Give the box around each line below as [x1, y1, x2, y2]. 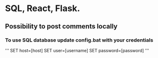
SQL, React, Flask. [5, 3, 80, 14]
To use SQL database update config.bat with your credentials [5, 37, 154, 43]
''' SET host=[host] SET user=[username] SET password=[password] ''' [5, 47, 149, 53]
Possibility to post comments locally [5, 22, 118, 30]
